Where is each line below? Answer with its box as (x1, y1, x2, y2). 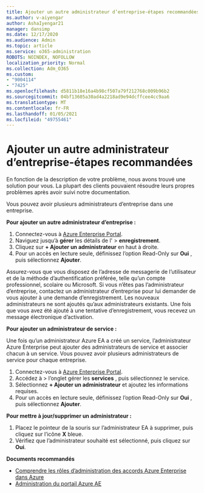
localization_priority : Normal (6, 60, 86, 66)
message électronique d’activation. (6, 313, 94, 321)
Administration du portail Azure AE (15, 480, 102, 488)
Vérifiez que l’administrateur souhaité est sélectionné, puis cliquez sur (15, 437, 191, 444)
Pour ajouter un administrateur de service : (6, 325, 117, 332)
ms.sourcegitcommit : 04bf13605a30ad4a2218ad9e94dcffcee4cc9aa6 (6, 94, 170, 100)
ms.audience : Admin (6, 37, 56, 43)
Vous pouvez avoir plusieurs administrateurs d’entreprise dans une (6, 200, 174, 208)
